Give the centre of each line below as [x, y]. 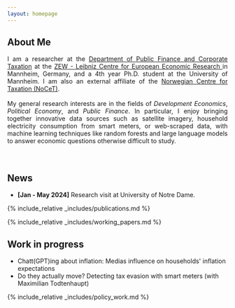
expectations [36, 269]
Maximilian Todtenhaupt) [53, 283]
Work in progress [45, 244]
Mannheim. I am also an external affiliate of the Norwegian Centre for [118, 81]
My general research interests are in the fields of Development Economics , [117, 104]
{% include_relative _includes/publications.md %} [79, 208]
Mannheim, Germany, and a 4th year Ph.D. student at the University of [117, 74]
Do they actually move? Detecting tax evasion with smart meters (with [118, 276]
